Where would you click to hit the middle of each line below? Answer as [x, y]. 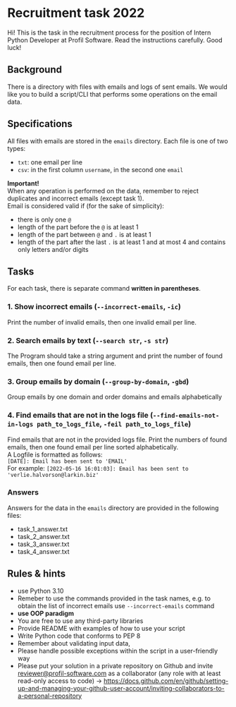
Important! [23, 183]
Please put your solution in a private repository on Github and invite [115, 665]
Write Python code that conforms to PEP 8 [79, 636]
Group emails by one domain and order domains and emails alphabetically [115, 397]
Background [35, 70]
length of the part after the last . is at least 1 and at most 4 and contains [122, 242]
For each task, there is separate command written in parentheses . [104, 289]
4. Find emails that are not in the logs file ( [80, 416]
